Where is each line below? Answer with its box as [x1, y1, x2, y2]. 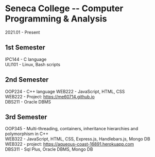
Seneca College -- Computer [5, 3, 123, 14]
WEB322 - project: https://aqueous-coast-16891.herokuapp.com [5, 141, 134, 147]
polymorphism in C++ [5, 131, 49, 137]
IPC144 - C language [5, 56, 47, 62]
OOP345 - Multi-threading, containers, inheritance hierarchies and [5, 126, 138, 132]
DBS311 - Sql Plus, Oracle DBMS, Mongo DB [5, 146, 93, 152]
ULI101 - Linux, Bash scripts [5, 61, 61, 67]
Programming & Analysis [5, 13, 107, 24]
